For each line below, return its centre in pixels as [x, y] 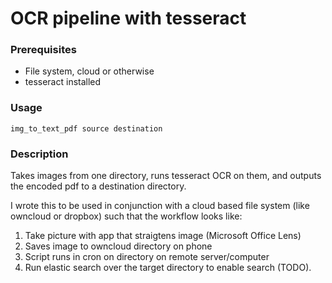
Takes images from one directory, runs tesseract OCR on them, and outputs [166, 176]
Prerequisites [43, 50]
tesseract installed [63, 82]
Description [39, 154]
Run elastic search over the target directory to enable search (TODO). [168, 268]
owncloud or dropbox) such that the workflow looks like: [126, 216]
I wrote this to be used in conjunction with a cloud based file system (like [160, 206]
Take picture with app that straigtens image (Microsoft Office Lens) [163, 236]
